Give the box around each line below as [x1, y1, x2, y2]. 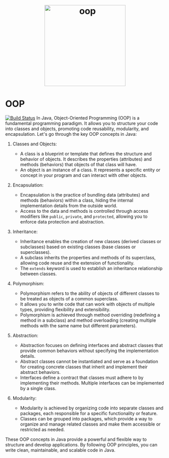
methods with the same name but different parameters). [20, 323, 137, 329]
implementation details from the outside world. [20, 203, 117, 209]
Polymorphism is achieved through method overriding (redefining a [20, 312, 160, 318]
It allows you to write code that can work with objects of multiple [20, 301, 155, 308]
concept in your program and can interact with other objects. [20, 172, 147, 178]
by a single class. [20, 386, 57, 392]
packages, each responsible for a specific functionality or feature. [20, 410, 158, 416]
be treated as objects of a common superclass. [20, 296, 118, 302]
